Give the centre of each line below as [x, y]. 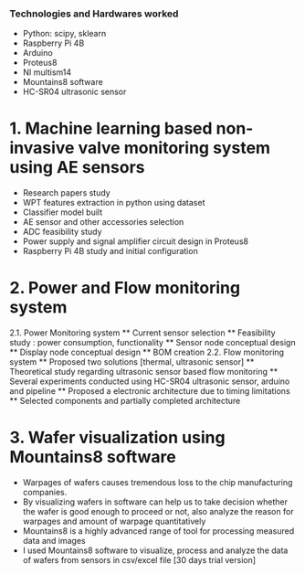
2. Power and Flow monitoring [125, 288]
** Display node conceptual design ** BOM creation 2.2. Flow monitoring [147, 352]
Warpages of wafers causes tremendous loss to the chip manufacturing [158, 483]
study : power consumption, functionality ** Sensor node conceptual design [152, 343]
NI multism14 [47, 72]
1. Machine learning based [111, 128]
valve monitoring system [174, 148]
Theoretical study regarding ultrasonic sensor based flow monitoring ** [144, 372]
